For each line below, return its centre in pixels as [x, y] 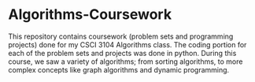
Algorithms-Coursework [90, 15]
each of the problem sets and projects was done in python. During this [122, 53]
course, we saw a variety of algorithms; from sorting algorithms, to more [126, 61]
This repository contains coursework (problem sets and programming [121, 36]
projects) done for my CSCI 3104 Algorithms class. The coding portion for [128, 44]
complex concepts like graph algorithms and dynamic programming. [119, 69]
